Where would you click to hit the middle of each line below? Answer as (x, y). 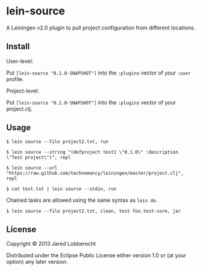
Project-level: (23, 91)
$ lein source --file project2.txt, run (58, 142)
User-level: (20, 61)
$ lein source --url (32, 168)
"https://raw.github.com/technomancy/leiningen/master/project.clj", (95, 173)
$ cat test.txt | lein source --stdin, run (61, 189)
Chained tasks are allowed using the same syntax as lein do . (82, 200)
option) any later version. (37, 262)
